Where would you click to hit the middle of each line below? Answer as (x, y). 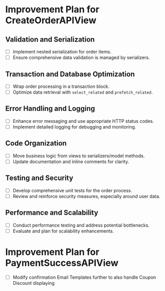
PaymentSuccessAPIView (62, 263)
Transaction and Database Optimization (70, 74)
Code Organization (36, 143)
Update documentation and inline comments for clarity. (71, 161)
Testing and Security (39, 178)
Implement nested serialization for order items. (62, 52)
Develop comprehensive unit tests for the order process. (72, 190)
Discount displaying (34, 283)
